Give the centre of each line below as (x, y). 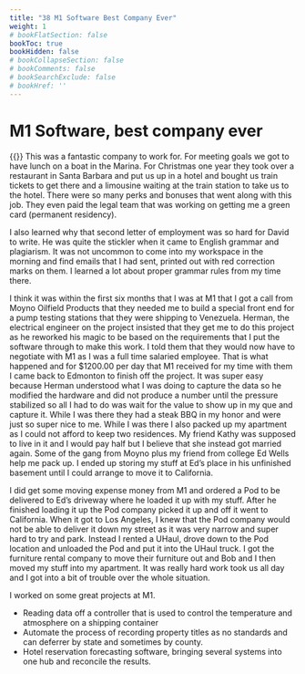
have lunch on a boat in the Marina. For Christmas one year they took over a (152, 166)
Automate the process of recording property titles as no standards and (155, 632)
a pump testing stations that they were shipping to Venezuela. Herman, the (149, 317)
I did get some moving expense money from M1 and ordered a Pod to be (145, 490)
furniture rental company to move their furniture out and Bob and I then (142, 558)
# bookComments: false (52, 69)
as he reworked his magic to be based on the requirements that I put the (145, 337)
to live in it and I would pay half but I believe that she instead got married (146, 443)
